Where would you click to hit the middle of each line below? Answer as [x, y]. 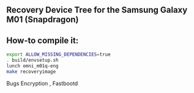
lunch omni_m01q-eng [33, 66]
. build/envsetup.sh [33, 61]
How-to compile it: [43, 40]
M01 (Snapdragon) [43, 20]
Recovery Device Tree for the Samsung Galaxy [97, 10]
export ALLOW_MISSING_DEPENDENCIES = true [59, 54]
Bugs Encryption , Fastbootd [42, 83]
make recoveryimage [31, 72]
